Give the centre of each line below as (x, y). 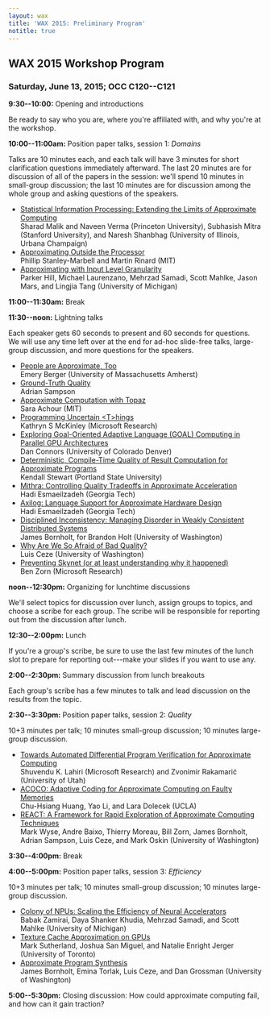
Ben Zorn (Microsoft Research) (71, 571)
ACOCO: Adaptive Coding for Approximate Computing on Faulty (126, 789)
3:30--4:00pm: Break (46, 856)
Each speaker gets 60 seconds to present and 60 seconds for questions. (129, 333)
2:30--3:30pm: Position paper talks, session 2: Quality (100, 715)
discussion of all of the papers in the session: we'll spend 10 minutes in (126, 176)
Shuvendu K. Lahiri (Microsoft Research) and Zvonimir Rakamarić (129, 772)
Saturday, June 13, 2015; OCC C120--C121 (92, 86)
